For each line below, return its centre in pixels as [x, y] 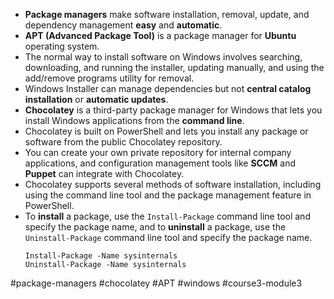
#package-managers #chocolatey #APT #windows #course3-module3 [156, 283]
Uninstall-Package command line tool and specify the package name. [168, 237]
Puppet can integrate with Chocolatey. [104, 173]
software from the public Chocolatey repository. [123, 142]
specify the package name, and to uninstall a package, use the [155, 227]
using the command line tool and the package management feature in [168, 195]
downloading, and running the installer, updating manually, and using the [174, 67]
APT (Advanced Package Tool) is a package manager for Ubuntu [160, 35]
